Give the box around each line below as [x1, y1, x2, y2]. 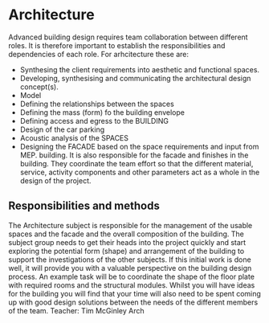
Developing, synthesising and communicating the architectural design [19, 73, 251, 83]
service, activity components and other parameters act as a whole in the [19, 167, 260, 177]
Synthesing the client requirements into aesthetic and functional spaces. [19, 64, 259, 74]
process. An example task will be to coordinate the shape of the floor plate [8, 272, 255, 281]
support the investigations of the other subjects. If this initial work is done [8, 255, 251, 264]
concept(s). [19, 82, 59, 92]
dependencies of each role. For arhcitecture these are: [8, 49, 190, 59]
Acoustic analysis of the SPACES [19, 133, 129, 142]
